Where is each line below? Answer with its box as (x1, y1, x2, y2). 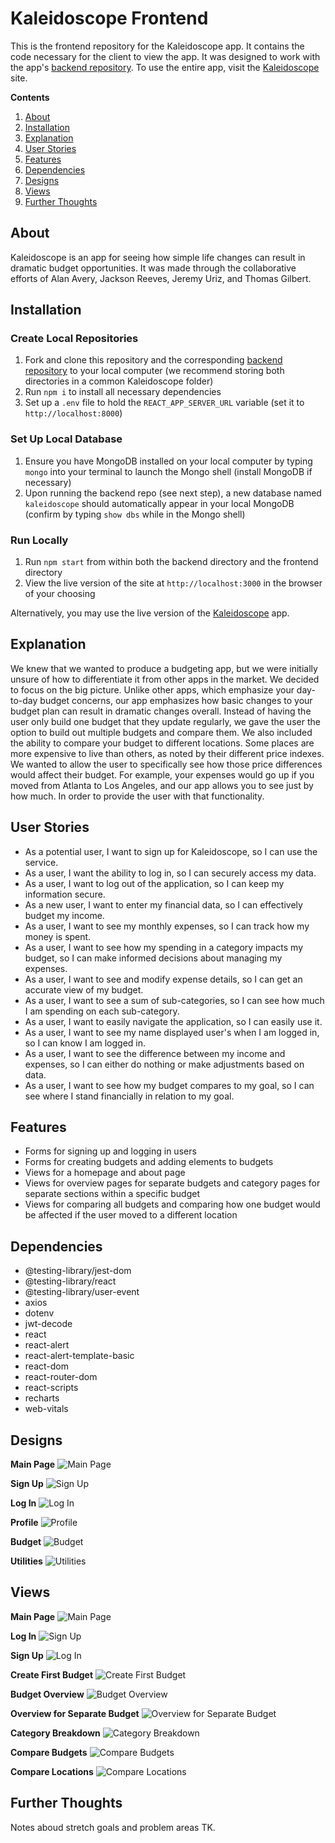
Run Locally (10, 533, 69, 547)
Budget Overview (10, 1688, 85, 1700)
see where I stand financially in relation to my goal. (24, 1090, 235, 1102)
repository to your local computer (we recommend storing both (24, 365, 285, 377)
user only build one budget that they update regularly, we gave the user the (10, 715, 321, 727)
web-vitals (24, 1403, 69, 1415)
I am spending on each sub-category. (24, 1005, 180, 1017)
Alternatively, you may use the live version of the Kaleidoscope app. (10, 607, 290, 619)
